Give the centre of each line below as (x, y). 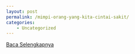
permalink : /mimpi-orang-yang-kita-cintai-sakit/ (68, 17)
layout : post (22, 11)
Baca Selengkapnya (30, 45)
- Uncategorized (37, 28)
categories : (20, 22)
